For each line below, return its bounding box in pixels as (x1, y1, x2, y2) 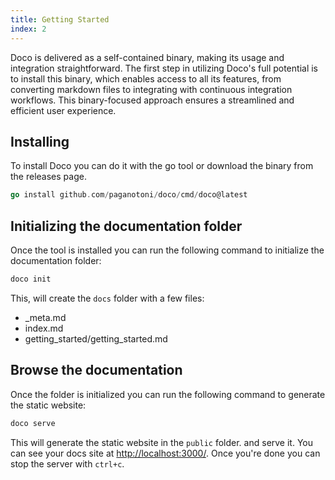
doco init (10, 274, 52, 284)
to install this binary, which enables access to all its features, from (10, 72, 282, 85)
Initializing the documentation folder (10, 217, 243, 235)
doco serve (10, 418, 56, 428)
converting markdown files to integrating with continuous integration (10, 83, 293, 95)
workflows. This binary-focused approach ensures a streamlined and (10, 94, 295, 106)
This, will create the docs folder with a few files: (10, 292, 205, 304)
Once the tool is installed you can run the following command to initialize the (10, 244, 325, 256)
